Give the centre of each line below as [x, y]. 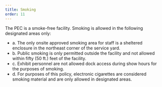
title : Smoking [21, 10]
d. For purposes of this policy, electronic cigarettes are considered [79, 74]
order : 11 [15, 14]
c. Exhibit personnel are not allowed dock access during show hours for [84, 64]
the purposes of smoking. [38, 68]
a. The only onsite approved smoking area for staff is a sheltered [77, 43]
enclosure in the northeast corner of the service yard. [66, 48]
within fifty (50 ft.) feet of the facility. [49, 58]
